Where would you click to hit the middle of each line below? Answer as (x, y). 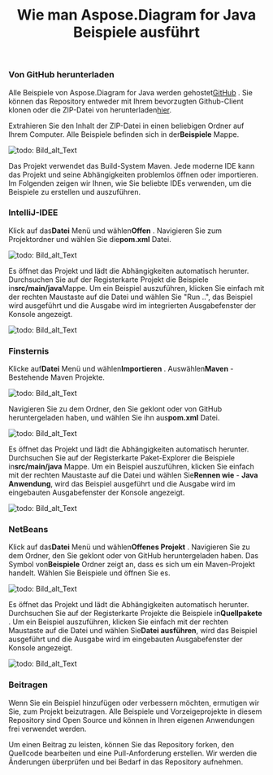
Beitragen (28, 685)
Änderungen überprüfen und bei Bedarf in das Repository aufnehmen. (126, 762)
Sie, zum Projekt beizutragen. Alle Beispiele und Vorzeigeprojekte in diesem (135, 711)
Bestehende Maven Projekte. (57, 377)
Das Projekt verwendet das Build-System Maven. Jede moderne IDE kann (132, 165)
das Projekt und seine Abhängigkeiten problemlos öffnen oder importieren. (133, 174)
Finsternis (29, 350)
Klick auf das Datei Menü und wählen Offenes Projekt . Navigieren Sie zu (129, 547)
